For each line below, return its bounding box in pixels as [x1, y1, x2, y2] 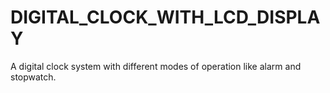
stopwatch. [10, 71, 57, 83]
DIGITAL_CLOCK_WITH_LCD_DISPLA [10, 6, 321, 29]
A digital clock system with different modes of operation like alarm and [10, 60, 302, 72]
